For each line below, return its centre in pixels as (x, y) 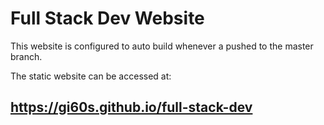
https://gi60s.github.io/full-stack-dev (131, 107)
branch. (26, 56)
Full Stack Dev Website (107, 18)
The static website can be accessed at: (91, 76)
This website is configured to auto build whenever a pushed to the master (162, 46)
